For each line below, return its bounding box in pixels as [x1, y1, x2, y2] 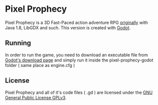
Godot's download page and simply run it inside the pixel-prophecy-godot [5, 57, 154, 63]
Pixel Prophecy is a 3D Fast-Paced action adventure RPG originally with [5, 20, 148, 25]
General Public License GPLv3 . [5, 94, 67, 101]
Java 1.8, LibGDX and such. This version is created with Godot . [5, 24, 131, 30]
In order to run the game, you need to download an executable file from [5, 52, 148, 58]
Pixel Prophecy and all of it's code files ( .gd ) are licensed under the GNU [5, 89, 153, 95]
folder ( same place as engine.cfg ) [5, 62, 75, 68]
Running [5, 39, 32, 47]
